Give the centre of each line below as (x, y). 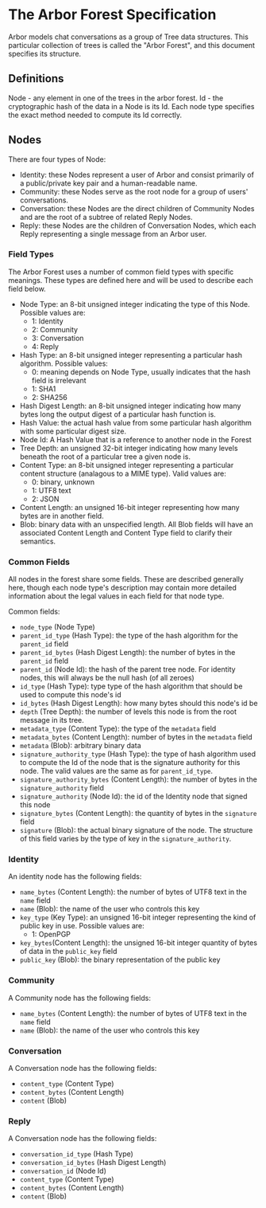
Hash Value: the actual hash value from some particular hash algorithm (135, 422)
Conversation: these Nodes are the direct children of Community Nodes (137, 208)
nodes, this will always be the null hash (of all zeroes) (107, 678)
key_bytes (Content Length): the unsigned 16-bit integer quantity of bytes (139, 943)
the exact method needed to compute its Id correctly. (95, 115)
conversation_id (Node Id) (63, 1171)
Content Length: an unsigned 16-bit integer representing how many (129, 507)
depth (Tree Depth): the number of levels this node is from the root (128, 712)
